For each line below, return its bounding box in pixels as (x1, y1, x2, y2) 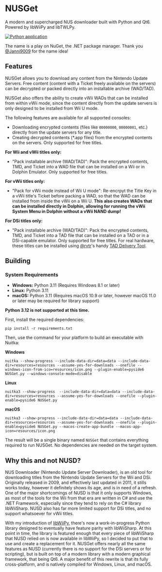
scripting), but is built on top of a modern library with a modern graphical (5, 551, 151, 557)
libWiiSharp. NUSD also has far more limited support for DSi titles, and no (5, 505, 151, 511)
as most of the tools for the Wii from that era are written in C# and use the (5, 495, 153, 501)
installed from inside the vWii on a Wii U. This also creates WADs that (12, 198, 152, 204)
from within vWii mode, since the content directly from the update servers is (5, 100, 157, 106)
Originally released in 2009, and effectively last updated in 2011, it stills (5, 480, 146, 485)
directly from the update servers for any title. (12, 129, 102, 135)
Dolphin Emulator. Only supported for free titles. (12, 169, 108, 175)
